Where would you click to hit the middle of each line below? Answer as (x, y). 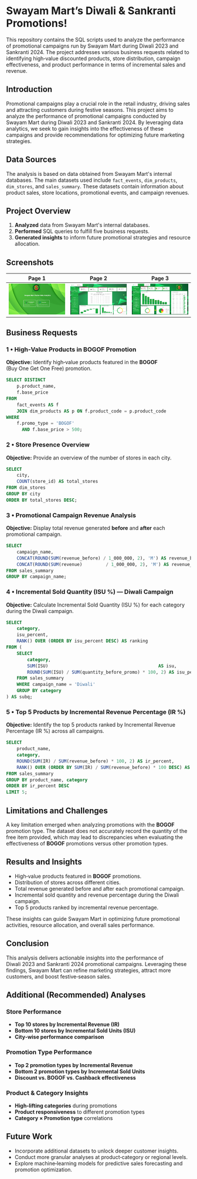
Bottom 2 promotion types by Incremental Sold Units (80, 1071)
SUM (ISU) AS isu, (102, 666)
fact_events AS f (38, 405)
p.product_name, (37, 387)
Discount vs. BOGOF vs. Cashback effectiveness (75, 1077)
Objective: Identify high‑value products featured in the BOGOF (82, 362)
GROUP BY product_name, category (47, 780)
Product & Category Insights (47, 1093)
